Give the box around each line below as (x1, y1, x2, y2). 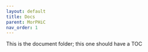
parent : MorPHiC (6, 19, 46, 25)
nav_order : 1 (6, 24, 38, 31)
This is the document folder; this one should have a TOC (6, 40, 143, 47)
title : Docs (6, 14, 35, 20)
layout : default (6, 8, 46, 14)
